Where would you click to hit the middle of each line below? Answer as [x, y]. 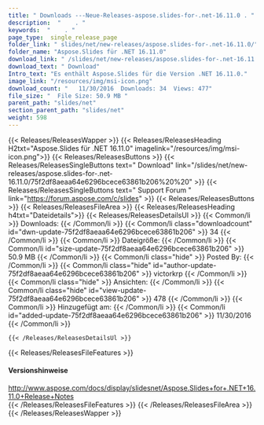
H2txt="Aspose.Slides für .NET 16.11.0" [71, 148]
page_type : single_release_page [63, 37]
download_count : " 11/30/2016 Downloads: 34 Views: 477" [110, 88]
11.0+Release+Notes [41, 397]
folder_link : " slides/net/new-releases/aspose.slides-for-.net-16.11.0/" [133, 45]
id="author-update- [185, 265]
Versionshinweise [38, 371]
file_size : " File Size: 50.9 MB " [68, 96]
